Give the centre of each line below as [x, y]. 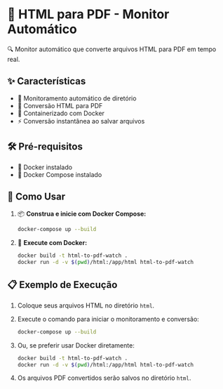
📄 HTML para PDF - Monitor [88, 14]
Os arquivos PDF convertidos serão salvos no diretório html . [104, 378]
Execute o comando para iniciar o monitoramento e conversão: [108, 319]
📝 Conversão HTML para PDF [60, 105]
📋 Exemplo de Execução [62, 285]
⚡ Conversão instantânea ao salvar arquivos [81, 121]
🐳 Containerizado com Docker [61, 113]
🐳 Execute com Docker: [52, 243]
